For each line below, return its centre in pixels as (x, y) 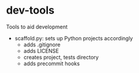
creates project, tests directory (61, 57)
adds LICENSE (41, 50)
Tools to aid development (37, 27)
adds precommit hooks (51, 64)
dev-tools (30, 10)
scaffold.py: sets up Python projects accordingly (74, 38)
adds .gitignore (42, 45)
